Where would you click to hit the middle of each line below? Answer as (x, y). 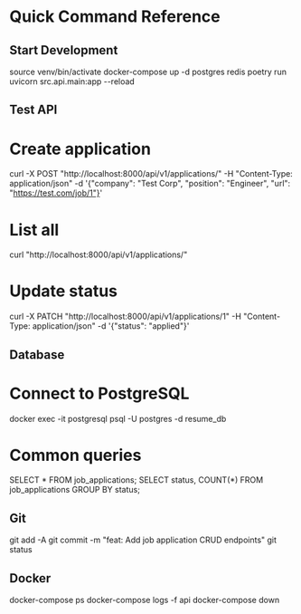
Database (37, 355)
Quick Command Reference (115, 17)
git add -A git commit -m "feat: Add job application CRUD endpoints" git (143, 540)
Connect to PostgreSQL (99, 393)
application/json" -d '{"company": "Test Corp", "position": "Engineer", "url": (150, 184)
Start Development (64, 50)
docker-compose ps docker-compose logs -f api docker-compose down (145, 600)
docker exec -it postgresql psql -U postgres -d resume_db (118, 418)
